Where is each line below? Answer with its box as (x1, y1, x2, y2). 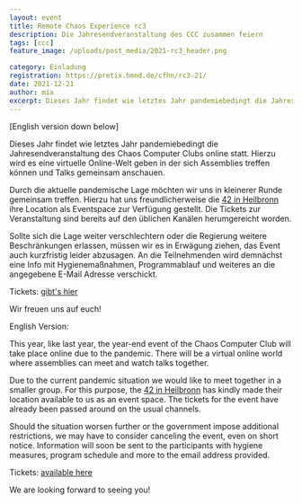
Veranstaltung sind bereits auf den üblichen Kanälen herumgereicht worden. (9, 213, 292, 224)
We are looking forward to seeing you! (9, 484, 151, 495)
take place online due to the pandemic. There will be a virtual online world (9, 348, 283, 358)
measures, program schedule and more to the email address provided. (9, 449, 271, 460)
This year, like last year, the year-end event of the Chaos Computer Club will (9, 338, 292, 349)
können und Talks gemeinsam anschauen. (9, 167, 165, 178)
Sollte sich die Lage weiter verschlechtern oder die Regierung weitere (9, 230, 268, 241)
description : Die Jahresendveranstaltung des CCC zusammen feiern (9, 30, 263, 39)
